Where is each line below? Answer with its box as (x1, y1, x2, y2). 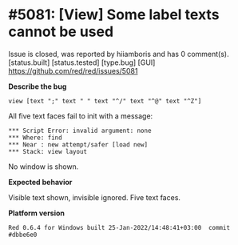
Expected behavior (8, 177, 73, 187)
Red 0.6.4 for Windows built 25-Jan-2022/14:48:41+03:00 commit (8, 223, 230, 231)
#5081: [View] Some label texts (8, 6, 220, 24)
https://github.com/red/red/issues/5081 (8, 66, 138, 75)
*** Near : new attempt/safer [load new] (8, 140, 149, 149)
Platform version (8, 208, 65, 218)
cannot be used (8, 22, 114, 41)
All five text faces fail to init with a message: (8, 110, 153, 121)
